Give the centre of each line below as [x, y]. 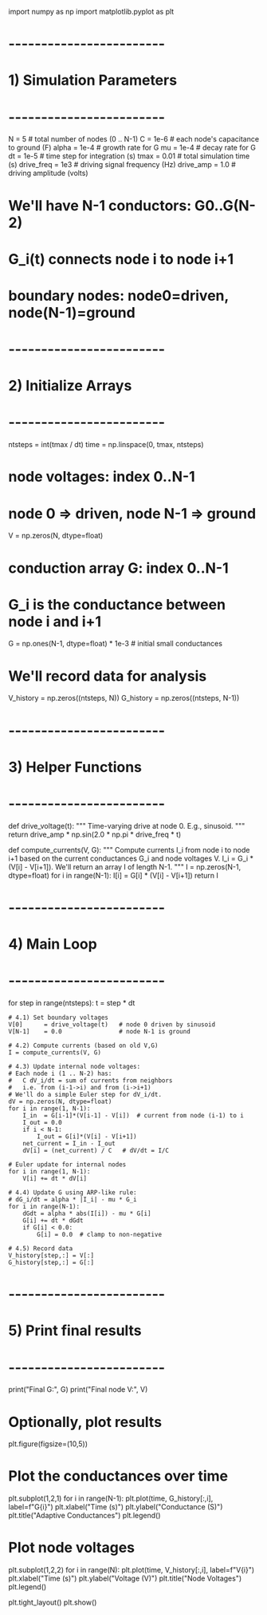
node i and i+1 [55, 621]
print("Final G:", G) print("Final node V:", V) [78, 1389]
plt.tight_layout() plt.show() [53, 1602]
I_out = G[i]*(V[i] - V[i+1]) [87, 1137]
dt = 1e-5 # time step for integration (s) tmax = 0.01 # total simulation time [129, 156]
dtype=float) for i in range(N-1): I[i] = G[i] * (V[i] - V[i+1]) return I [114, 875]
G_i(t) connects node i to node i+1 [121, 259]
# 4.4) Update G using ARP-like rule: [73, 1193]
